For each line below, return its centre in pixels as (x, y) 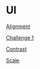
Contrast (17, 49)
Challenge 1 (20, 37)
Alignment (18, 26)
